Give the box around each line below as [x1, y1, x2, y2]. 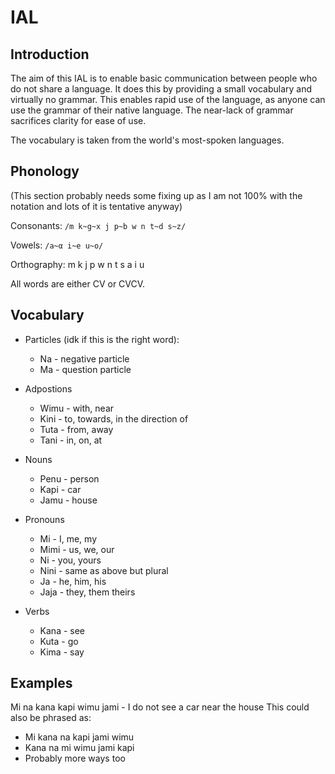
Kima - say [39, 646, 85, 658]
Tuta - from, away [39, 423, 114, 435]
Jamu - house [39, 494, 98, 506]
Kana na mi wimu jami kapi [24, 742, 135, 754]
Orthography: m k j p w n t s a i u [10, 258, 145, 270]
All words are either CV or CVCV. [10, 277, 146, 290]
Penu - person [39, 472, 100, 485]
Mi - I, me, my [39, 532, 97, 545]
